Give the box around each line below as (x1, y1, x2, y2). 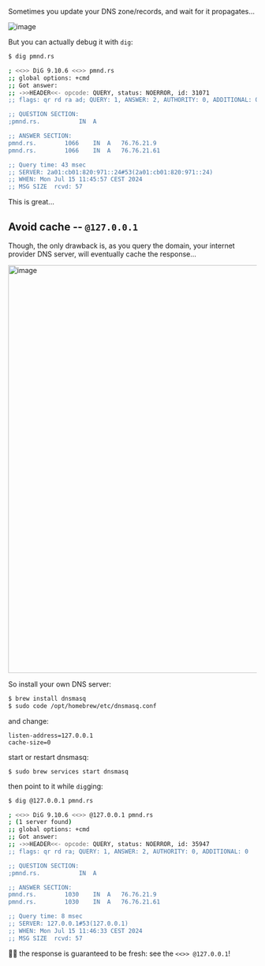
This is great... (8, 197, 55, 207)
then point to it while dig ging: (8, 781, 104, 791)
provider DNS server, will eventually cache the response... (8, 249, 197, 259)
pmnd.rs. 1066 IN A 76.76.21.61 (8, 146, 160, 155)
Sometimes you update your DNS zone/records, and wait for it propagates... (8, 7, 255, 16)
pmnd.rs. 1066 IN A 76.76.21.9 (8, 139, 157, 147)
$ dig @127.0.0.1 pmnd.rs (8, 796, 93, 804)
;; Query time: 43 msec (8, 161, 87, 169)
